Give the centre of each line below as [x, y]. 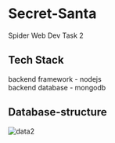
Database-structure [57, 112]
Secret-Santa [52, 14]
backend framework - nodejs [55, 79]
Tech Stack [36, 60]
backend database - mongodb [57, 87]
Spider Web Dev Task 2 [46, 35]
